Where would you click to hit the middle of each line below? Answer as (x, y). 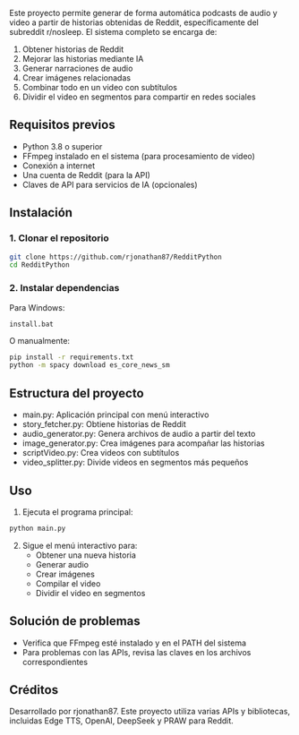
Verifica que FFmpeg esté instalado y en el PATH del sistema (134, 643)
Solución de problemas (75, 621)
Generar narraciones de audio (77, 68)
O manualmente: (39, 340)
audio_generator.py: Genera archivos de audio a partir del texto (139, 434)
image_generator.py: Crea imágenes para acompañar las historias (144, 443)
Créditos (34, 690)
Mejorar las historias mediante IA (83, 59)
